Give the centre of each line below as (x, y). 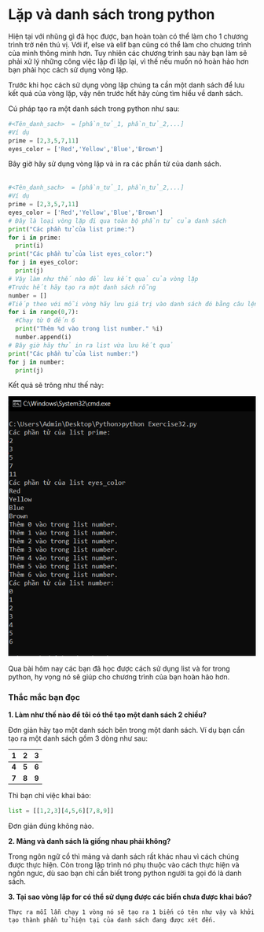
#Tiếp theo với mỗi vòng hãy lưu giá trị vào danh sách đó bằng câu (126, 304)
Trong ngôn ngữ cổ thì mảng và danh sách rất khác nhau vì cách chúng (124, 856)
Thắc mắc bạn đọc (44, 697)
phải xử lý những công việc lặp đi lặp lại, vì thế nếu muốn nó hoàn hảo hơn (128, 61)
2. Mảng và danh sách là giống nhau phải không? (90, 841)
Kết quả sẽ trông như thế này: (56, 385)
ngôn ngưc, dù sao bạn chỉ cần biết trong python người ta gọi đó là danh (125, 873)
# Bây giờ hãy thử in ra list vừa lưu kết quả (91, 345)
